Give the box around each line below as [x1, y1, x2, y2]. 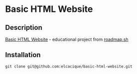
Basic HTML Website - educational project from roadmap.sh [5, 36, 129, 42]
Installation [5, 51, 41, 59]
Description [5, 23, 42, 32]
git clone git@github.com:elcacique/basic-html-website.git [5, 64, 133, 69]
